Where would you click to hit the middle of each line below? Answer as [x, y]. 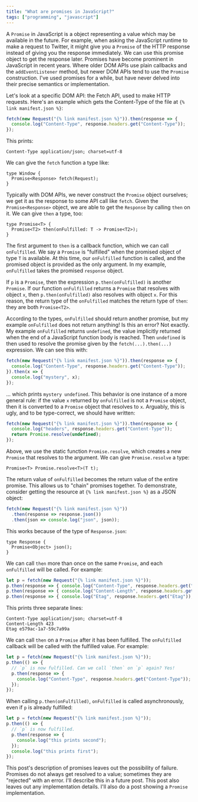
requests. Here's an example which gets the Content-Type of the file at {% [95, 101]
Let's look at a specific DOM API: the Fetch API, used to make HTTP [88, 96]
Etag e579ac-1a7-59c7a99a [38, 629]
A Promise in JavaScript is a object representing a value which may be [91, 34]
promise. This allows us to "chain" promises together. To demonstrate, [91, 485]
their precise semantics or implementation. [58, 84]
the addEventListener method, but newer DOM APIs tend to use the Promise [98, 71]
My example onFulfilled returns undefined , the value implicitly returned [93, 331]
